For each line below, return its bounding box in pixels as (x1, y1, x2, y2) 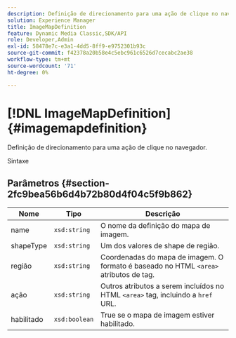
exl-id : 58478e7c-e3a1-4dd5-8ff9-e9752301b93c (7, 43, 146, 50)
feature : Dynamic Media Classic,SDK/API (7, 29, 128, 37)
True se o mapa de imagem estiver (100, 310, 215, 320)
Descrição (145, 209, 181, 219)
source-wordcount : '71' (7, 62, 77, 69)
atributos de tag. (100, 270, 155, 280)
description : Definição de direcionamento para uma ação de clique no (7, 10, 218, 18)
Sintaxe (7, 157, 29, 165)
